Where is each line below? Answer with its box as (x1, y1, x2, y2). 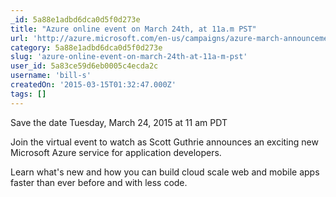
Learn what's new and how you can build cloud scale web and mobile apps (10, 166, 320, 178)
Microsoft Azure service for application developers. (10, 146, 222, 158)
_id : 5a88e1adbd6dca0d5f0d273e (10, 14, 141, 25)
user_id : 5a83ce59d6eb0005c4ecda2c (10, 61, 159, 71)
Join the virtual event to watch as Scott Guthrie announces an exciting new (10, 136, 319, 148)
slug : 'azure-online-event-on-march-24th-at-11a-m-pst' (10, 52, 248, 62)
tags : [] (10, 89, 47, 99)
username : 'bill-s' (10, 71, 92, 81)
